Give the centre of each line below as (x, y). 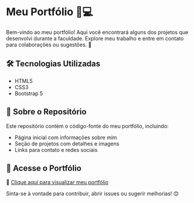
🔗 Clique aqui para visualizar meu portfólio (57, 182)
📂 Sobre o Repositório (46, 112)
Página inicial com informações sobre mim (66, 137)
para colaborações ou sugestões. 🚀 (49, 45)
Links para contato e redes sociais (56, 150)
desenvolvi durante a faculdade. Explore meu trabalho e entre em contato (95, 38)
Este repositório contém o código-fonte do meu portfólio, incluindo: (87, 126)
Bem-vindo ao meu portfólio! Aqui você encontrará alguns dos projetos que (97, 32)
